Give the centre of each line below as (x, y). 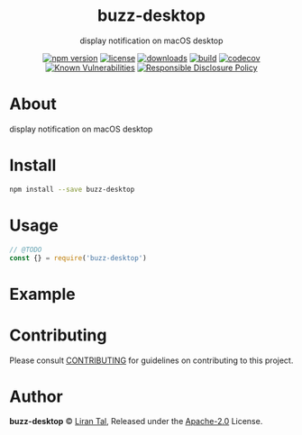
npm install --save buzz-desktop (72, 189)
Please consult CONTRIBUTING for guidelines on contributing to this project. (151, 360)
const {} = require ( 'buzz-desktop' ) (78, 258)
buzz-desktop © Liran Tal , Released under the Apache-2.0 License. (136, 421)
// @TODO (26, 249)
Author (36, 396)
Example (42, 294)
